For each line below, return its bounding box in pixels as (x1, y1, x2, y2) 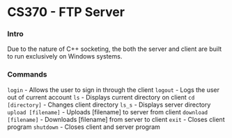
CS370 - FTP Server (7, 4, 125, 20)
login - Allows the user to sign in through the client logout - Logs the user (7, 85, 220, 94)
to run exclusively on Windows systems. (7, 52, 123, 61)
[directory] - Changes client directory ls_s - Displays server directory (7, 100, 211, 109)
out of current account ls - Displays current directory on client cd (7, 93, 195, 101)
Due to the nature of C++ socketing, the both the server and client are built (7, 45, 222, 53)
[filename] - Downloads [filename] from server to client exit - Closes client (7, 115, 225, 123)
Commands (7, 70, 47, 79)
